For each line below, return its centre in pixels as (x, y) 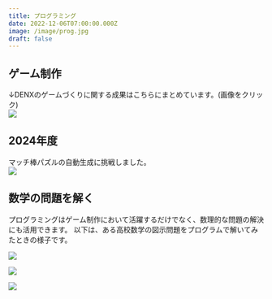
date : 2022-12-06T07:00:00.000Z (63, 24)
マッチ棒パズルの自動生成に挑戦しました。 (80, 162)
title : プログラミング (43, 16)
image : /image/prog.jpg (49, 31)
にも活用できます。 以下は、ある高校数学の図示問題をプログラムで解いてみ (133, 229)
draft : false (30, 39)
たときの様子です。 (40, 240)
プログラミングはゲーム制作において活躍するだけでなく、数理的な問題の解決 (136, 219)
